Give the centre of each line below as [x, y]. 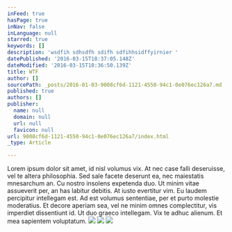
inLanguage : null [32, 33]
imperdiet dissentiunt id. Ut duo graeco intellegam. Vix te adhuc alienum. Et [115, 213]
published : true [31, 91]
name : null [29, 110]
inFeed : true [26, 14]
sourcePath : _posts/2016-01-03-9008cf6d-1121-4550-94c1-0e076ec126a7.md [115, 85]
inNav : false [26, 26]
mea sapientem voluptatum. [47, 221]
